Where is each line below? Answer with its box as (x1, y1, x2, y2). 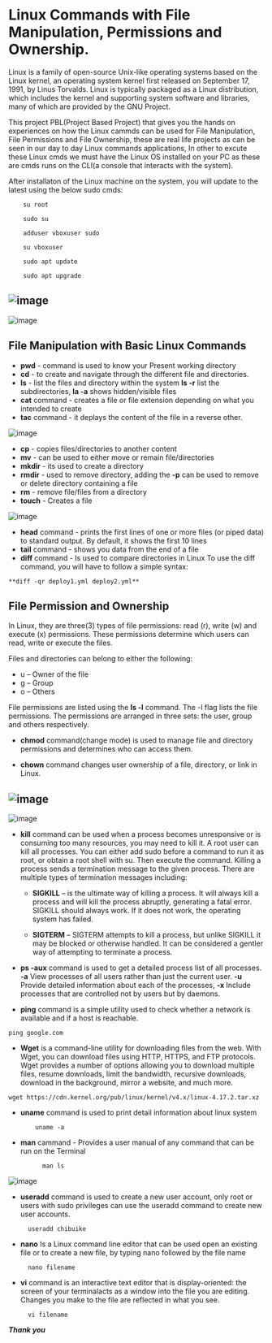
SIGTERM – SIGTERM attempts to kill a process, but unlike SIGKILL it (32, 930, 261, 940)
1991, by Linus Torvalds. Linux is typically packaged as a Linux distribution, (8, 84, 259, 94)
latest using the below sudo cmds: (8, 184, 123, 194)
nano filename (28, 1263, 76, 1272)
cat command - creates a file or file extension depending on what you (19, 395, 254, 405)
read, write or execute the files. (8, 638, 113, 648)
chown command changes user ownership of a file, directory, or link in (19, 760, 257, 769)
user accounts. (19, 1209, 71, 1220)
